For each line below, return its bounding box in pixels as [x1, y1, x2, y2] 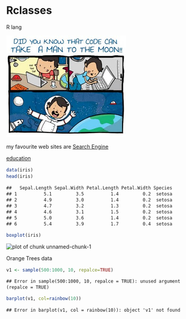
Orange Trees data [6, 254, 53, 261]
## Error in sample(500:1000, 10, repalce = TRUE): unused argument [6, 278, 181, 285]
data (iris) [6, 167, 33, 173]
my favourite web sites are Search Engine [6, 143, 109, 150]
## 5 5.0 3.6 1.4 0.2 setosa [6, 215, 172, 221]
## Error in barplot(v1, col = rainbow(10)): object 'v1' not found [6, 307, 181, 314]
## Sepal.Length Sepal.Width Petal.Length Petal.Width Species [6, 185, 172, 191]
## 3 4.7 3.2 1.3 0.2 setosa [6, 203, 172, 209]
